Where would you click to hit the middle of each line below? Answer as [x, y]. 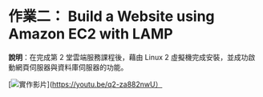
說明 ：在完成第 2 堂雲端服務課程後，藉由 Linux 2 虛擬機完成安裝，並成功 [128, 57]
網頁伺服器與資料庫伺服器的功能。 [71, 67]
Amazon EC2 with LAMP [91, 34]
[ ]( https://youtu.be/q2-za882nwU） [85, 84]
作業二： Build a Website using [111, 16]
